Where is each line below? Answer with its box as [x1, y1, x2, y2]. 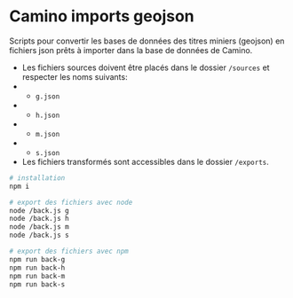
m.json [35, 129, 60, 138]
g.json [35, 91, 60, 101]
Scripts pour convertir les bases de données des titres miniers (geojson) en [9, 35, 285, 46]
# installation [9, 173, 66, 183]
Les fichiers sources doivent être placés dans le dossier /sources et [21, 62, 270, 73]
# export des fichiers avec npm [9, 247, 129, 256]
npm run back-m [9, 271, 66, 280]
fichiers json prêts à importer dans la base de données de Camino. [9, 44, 253, 55]
